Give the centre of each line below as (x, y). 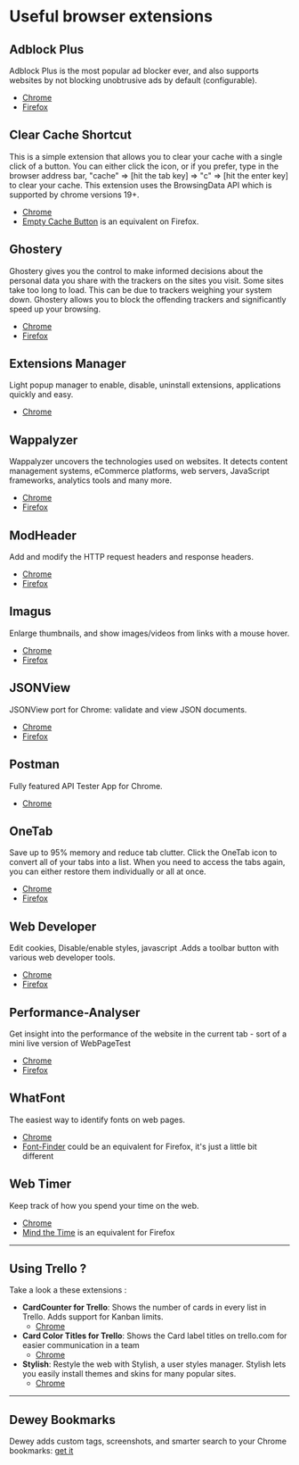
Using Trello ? (48, 1268)
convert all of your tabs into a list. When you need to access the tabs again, (147, 862)
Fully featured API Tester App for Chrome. (86, 786)
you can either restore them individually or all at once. (108, 871)
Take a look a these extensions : (68, 1290)
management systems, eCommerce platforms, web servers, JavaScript (139, 471)
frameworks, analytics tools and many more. (90, 480)
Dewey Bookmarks (62, 1420)
